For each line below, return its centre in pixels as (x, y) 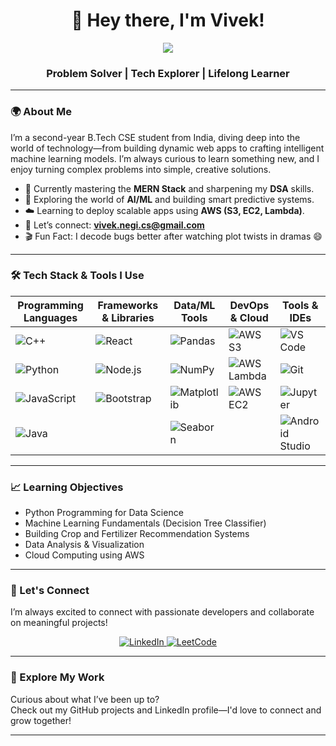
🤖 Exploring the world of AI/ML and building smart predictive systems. (169, 199)
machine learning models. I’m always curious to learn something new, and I (165, 158)
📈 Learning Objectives (67, 487)
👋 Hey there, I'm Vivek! (168, 20)
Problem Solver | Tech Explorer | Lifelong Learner (168, 73)
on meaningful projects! (59, 623)
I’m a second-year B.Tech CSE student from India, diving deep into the (155, 137)
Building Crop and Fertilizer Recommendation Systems (137, 534)
